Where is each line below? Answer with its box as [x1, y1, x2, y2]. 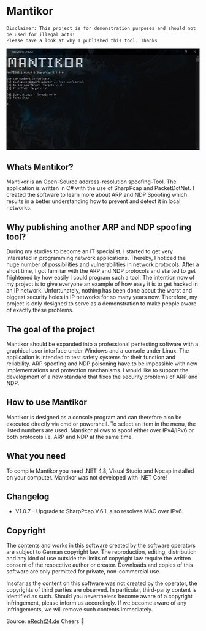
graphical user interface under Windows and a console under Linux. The [6, 346, 189, 354]
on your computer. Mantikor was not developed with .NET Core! [6, 473, 167, 481]
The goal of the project [6, 324, 95, 335]
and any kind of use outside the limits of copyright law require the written [6, 555, 191, 562]
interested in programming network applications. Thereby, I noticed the [6, 254, 186, 262]
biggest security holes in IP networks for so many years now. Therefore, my [6, 293, 197, 301]
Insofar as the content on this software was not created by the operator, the [6, 579, 197, 587]
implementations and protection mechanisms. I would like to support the [6, 366, 189, 373]
